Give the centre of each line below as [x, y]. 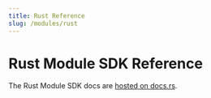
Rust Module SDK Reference [105, 64]
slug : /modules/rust [43, 23]
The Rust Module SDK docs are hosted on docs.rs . [93, 86]
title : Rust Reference [47, 16]
